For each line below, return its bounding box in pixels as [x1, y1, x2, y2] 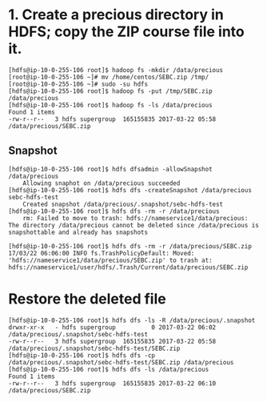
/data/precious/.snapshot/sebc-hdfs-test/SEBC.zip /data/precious [8, 358, 234, 366]
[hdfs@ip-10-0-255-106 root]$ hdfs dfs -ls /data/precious [8, 365, 209, 373]
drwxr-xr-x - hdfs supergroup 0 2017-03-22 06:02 [8, 323, 217, 332]
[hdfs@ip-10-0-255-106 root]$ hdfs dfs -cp [8, 351, 156, 360]
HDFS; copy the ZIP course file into [8, 22, 245, 41]
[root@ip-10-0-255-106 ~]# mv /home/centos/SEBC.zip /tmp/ [8, 73, 209, 81]
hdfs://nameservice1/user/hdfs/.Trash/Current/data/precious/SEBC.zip [8, 263, 249, 271]
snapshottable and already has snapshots [8, 228, 149, 236]
